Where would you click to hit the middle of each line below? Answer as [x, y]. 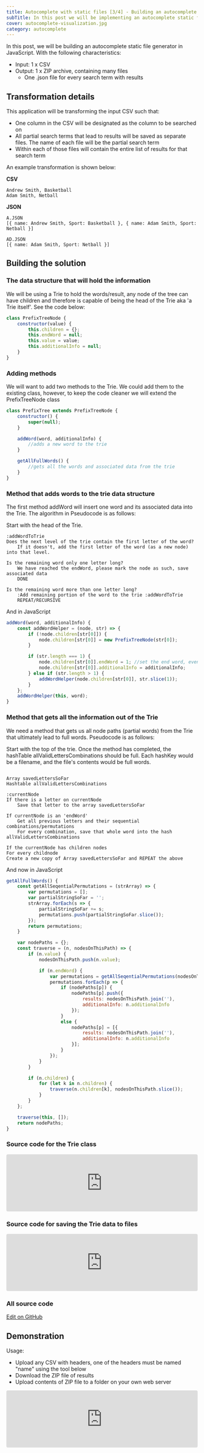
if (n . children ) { [51, 1078]
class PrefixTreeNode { [36, 318]
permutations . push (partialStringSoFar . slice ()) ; [101, 914]
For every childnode [32, 853]
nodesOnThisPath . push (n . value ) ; [80, 960]
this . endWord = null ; [56, 335]
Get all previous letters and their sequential [78, 821]
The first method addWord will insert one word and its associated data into [100, 507]
